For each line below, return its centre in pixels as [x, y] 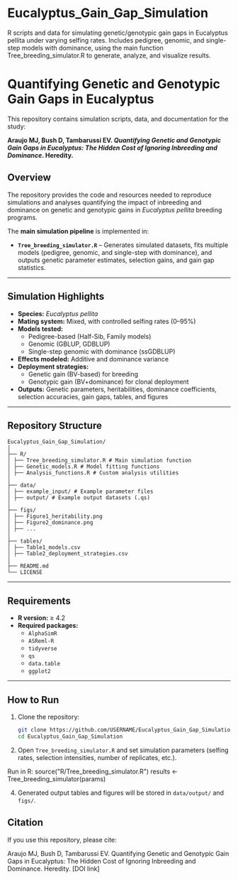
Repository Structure [55, 425]
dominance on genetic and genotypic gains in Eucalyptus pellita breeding [115, 210]
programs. [22, 217]
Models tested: [40, 329]
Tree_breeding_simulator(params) [57, 778]
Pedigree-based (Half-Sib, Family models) [90, 336]
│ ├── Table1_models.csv [44, 548]
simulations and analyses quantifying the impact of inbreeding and [104, 202]
